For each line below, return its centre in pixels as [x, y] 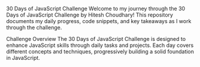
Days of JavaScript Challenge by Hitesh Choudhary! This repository [90, 15]
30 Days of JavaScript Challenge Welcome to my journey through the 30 [96, 9]
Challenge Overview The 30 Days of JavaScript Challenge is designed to [96, 39]
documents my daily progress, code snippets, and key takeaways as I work [99, 21]
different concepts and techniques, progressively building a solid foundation [100, 52]
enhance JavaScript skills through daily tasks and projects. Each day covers [100, 45]
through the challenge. [34, 27]
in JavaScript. [23, 58]
